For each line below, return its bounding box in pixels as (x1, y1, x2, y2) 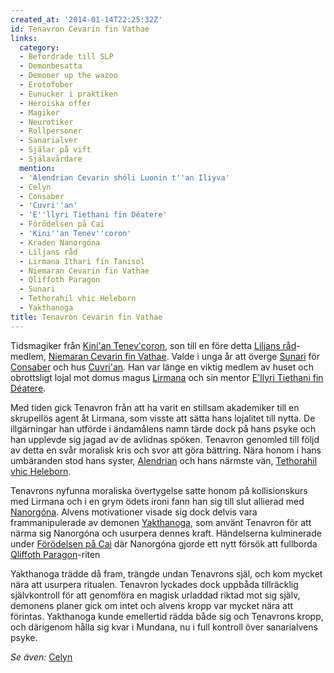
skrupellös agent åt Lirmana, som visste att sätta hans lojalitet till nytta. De (10, 412, 316, 424)
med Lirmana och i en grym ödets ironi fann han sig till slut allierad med (10, 495, 305, 507)
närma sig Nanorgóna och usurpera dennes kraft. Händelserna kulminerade (10, 527, 322, 539)
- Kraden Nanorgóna (19, 237, 101, 248)
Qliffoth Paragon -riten (10, 548, 101, 560)
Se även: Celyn (10, 651, 73, 663)
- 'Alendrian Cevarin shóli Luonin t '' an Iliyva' (19, 172, 230, 183)
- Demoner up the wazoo (19, 71, 118, 81)
